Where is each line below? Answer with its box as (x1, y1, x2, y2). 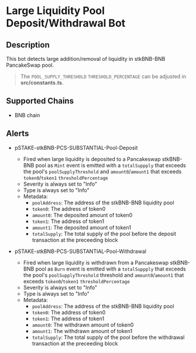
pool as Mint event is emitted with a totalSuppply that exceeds (35, 162, 186, 169)
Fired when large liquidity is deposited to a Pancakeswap (23, 155, 161, 162)
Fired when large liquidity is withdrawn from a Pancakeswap (23, 259, 169, 266)
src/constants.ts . (20, 79, 64, 86)
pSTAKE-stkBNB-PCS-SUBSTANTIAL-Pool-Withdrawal (14, 248, 146, 255)
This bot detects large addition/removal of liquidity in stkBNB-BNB (6, 56, 166, 62)
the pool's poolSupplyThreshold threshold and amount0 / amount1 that (23, 271, 184, 279)
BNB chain (14, 111, 40, 118)
